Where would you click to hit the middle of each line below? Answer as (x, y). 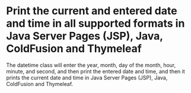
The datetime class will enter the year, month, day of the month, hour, (91, 65)
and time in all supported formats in (95, 23)
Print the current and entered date (92, 11)
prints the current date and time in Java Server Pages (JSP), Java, (87, 78)
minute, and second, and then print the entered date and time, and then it (95, 71)
